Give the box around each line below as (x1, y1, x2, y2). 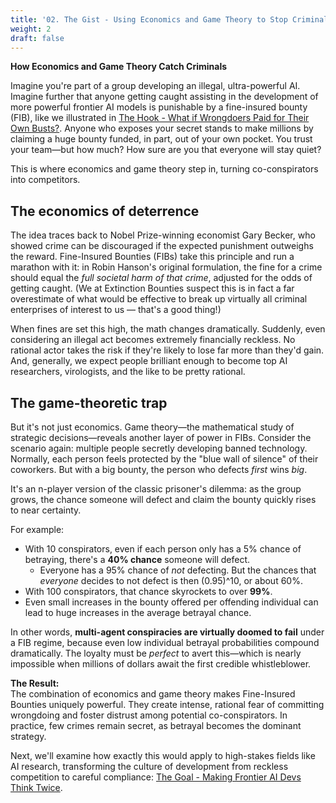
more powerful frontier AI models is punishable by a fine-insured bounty (10, 101, 308, 113)
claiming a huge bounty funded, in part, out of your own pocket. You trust (10, 133, 313, 145)
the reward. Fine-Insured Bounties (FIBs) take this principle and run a (10, 251, 295, 263)
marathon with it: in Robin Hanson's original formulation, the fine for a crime (10, 261, 323, 273)
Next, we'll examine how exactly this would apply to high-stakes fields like (10, 750, 316, 761)
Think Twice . (10, 782, 63, 793)
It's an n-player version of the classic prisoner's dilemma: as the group (10, 483, 302, 495)
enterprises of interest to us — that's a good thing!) (10, 304, 222, 316)
